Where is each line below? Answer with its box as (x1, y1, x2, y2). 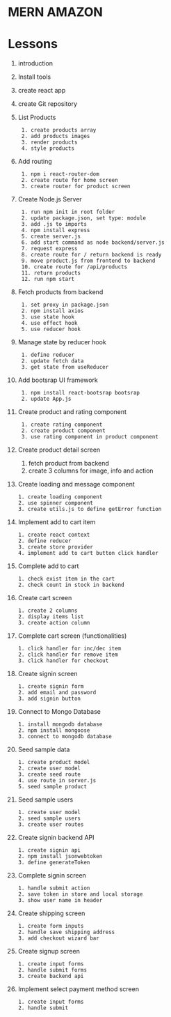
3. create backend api (17, 973, 84, 980)
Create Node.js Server (17, 195, 82, 204)
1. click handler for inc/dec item (17, 645, 122, 652)
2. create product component (21, 427, 106, 434)
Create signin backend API (17, 834, 95, 842)
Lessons (8, 36, 58, 52)
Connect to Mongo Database (17, 708, 101, 716)
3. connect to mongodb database (17, 733, 112, 740)
